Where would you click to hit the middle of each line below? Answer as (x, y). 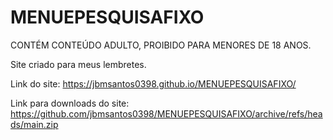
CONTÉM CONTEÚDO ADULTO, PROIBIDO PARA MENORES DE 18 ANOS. (161, 45)
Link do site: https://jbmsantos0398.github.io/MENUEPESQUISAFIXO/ (153, 83)
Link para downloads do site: (70, 103)
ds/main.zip (34, 124)
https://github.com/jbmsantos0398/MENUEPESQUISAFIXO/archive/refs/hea (166, 113)
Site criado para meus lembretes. (78, 64)
